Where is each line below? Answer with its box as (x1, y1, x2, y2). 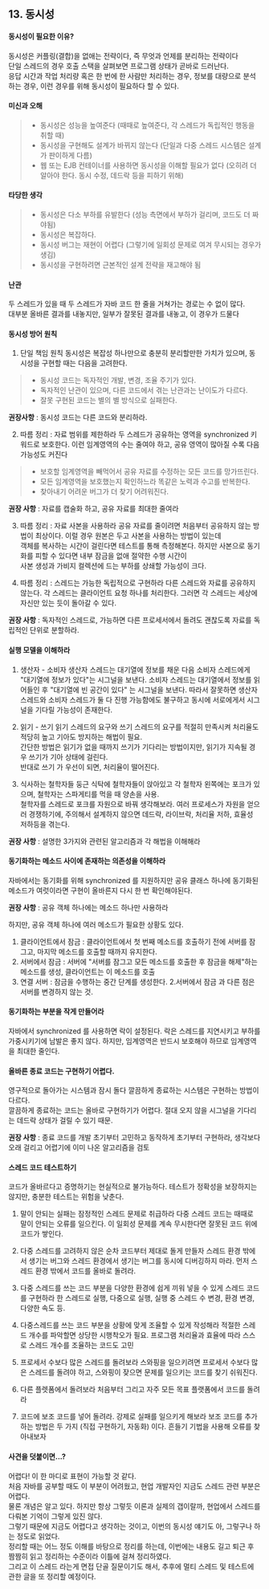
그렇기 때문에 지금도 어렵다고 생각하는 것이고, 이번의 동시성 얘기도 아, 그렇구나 (8, 1521, 253, 1531)
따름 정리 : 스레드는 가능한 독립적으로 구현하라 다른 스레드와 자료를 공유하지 (19, 578, 256, 588)
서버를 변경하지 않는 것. (19, 987, 94, 996)
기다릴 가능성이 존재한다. (35, 705, 113, 715)
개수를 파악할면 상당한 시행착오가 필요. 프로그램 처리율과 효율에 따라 (28, 1330, 241, 1340)
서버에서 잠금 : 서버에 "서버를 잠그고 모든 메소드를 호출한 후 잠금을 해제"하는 (19, 956, 259, 966)
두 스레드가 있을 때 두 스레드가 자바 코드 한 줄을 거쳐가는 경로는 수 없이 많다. (8, 299, 246, 309)
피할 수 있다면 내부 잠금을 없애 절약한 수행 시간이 (35, 551, 187, 560)
